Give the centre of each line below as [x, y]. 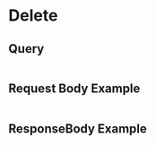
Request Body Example [74, 89]
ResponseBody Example [78, 129]
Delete [33, 16]
